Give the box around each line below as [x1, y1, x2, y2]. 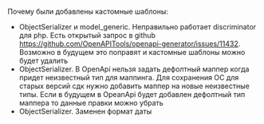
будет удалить [18, 56, 69, 65]
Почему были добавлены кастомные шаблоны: [7, 7, 169, 16]
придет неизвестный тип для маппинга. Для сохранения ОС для [18, 73, 239, 82]
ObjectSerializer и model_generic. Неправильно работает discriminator [18, 22, 257, 31]
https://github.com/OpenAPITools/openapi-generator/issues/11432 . [18, 39, 241, 48]
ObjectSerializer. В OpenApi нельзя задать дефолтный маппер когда [18, 64, 250, 74]
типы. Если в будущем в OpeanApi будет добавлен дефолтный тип [18, 90, 246, 99]
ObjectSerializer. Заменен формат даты [18, 107, 152, 116]
